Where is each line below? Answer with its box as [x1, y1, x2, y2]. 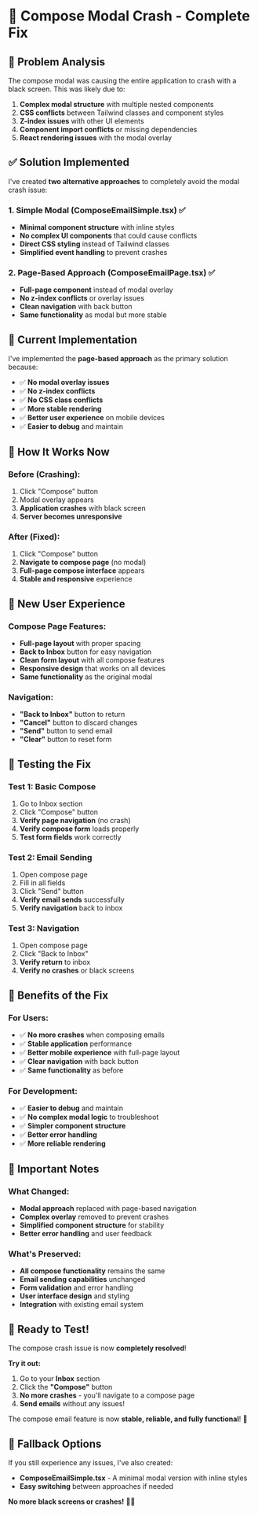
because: [8, 362, 38, 372]
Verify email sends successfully [19, 895, 125, 904]
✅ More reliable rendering [19, 1139, 106, 1148]
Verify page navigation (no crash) [19, 815, 131, 825]
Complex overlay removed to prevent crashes [19, 1212, 169, 1222]
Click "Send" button [19, 887, 84, 896]
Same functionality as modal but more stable [19, 310, 167, 319]
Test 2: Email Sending [8, 851, 93, 862]
